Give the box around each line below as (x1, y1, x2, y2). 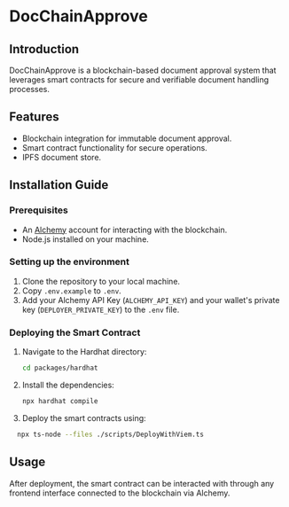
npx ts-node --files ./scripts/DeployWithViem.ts (17, 430, 204, 439)
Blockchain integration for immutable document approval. (21, 133, 232, 144)
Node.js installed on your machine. (21, 233, 149, 245)
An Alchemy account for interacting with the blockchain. (21, 224, 228, 235)
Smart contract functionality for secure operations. (21, 142, 208, 152)
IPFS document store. (21, 152, 102, 162)
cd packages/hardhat (21, 363, 98, 373)
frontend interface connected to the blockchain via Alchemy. (9, 487, 230, 498)
